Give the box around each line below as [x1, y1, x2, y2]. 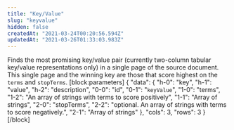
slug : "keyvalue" [7, 17, 58, 24]
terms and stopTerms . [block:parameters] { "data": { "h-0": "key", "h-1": [7, 78, 212, 86]
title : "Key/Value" [7, 10, 65, 18]
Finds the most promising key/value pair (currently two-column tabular [7, 56, 212, 64]
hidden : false [7, 23, 49, 30]
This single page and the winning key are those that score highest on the [7, 71, 218, 79]
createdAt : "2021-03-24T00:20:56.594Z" [7, 30, 124, 37]
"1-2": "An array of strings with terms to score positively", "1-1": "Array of [7, 93, 218, 102]
